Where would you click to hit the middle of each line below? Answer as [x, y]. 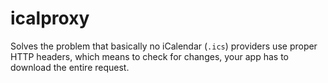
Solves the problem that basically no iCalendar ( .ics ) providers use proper [164, 46]
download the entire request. [70, 67]
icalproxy [50, 18]
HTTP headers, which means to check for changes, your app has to [149, 56]
